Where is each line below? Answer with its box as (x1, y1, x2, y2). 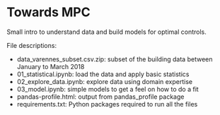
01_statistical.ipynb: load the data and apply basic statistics (16, 70, 190, 78)
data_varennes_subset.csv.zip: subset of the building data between (16, 54, 213, 63)
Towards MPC (6, 4, 91, 20)
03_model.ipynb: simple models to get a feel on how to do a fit (16, 85, 199, 93)
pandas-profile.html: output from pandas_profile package (16, 92, 185, 101)
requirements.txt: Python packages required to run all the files (16, 99, 198, 108)
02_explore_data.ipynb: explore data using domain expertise (16, 77, 192, 85)
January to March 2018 (16, 62, 85, 71)
